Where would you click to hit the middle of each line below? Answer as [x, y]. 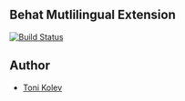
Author [30, 66]
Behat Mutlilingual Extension [92, 15]
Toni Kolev [42, 87]
